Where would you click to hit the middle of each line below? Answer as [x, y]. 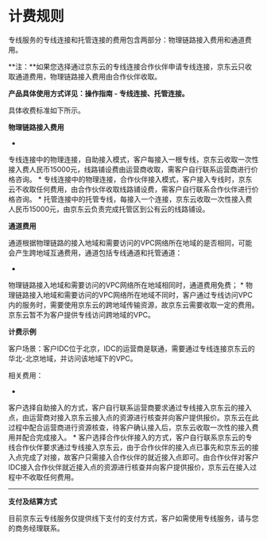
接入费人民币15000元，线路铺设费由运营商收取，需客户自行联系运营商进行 [130, 169]
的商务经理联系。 [36, 528]
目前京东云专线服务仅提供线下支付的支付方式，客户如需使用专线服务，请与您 [133, 518]
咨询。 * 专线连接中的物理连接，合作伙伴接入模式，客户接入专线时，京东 [133, 179]
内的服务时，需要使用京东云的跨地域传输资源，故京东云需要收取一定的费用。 [133, 305]
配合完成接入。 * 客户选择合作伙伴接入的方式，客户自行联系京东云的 [133, 437]
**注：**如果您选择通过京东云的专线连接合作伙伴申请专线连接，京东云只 [127, 66]
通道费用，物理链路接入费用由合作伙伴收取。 [88, 76]
